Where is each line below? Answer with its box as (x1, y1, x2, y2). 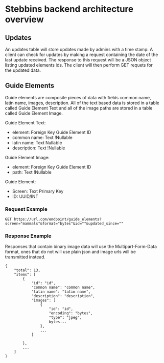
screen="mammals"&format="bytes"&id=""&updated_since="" (5, 221, 124, 226)
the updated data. (5, 67, 41, 73)
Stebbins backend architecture (5, 3, 134, 15)
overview (5, 14, 44, 25)
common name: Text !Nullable (12, 134, 72, 140)
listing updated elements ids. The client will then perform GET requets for (5, 62, 153, 68)
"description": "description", (31, 294, 95, 299)
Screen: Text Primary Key (12, 188, 64, 194)
